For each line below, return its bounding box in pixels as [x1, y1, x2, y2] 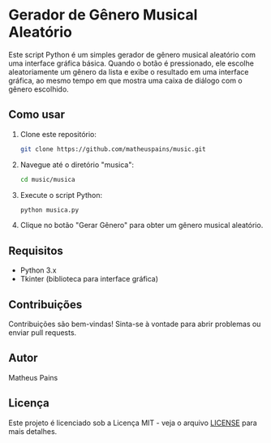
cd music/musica [19, 175, 75, 183]
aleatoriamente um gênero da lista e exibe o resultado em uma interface [8, 67, 249, 76]
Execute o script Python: [19, 190, 103, 200]
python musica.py [19, 205, 80, 214]
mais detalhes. [8, 426, 58, 436]
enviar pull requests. [8, 328, 77, 338]
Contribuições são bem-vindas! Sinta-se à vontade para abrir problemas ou [8, 319, 261, 329]
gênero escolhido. [8, 84, 69, 94]
